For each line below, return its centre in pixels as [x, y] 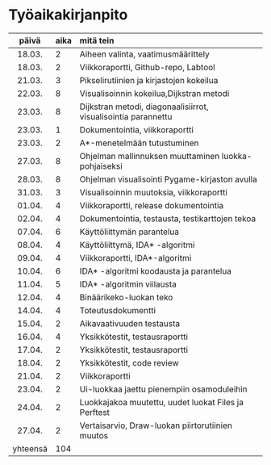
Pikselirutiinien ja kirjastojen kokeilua [149, 80]
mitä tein [97, 40]
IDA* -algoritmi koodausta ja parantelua [156, 270]
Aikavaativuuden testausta [130, 323]
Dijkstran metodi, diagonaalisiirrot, [144, 107]
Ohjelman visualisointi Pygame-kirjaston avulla [169, 179]
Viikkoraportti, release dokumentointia [152, 205]
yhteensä [30, 448]
